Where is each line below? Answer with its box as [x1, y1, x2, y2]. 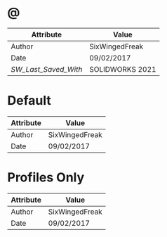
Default [7, 93, 51, 109]
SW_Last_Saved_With [11, 64, 83, 74]
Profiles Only [7, 169, 85, 186]
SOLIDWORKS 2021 [88, 64, 156, 74]
